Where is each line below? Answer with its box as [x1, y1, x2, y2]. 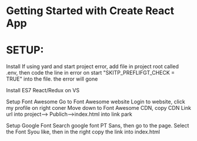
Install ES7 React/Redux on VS [6, 87, 80, 94]
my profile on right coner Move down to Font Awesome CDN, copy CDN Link [6, 105, 191, 112]
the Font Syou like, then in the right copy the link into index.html [6, 128, 161, 136]
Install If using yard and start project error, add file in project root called [6, 63, 179, 70]
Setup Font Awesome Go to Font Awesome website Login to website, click [6, 98, 185, 105]
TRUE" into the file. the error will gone [6, 75, 98, 83]
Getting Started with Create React [6, 4, 175, 18]
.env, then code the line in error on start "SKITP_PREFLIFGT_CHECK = [6, 69, 175, 76]
